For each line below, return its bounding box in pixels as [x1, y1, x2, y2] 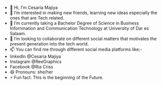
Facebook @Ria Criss [9, 64, 54, 69]
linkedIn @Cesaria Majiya [9, 54, 61, 59]
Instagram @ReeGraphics [9, 59, 62, 64]
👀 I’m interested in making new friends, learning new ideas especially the [9, 10, 158, 16]
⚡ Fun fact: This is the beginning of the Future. [9, 75, 104, 80]
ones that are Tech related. [9, 15, 65, 21]
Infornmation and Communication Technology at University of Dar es [9, 25, 149, 31]
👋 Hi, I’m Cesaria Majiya [9, 5, 58, 10]
